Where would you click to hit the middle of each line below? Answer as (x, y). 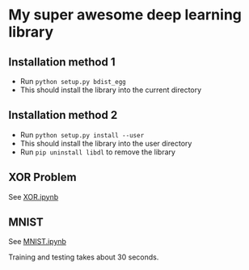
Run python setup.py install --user (82, 134)
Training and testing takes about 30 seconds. (84, 257)
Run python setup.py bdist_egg (73, 81)
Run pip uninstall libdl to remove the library (98, 152)
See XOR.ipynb (34, 196)
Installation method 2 (63, 115)
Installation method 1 (62, 62)
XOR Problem (42, 177)
